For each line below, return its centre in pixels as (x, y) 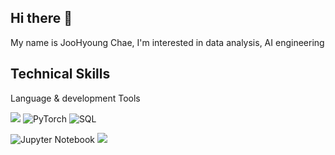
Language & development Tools (75, 98)
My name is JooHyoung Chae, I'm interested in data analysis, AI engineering (167, 42)
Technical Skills (60, 74)
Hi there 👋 (41, 18)
